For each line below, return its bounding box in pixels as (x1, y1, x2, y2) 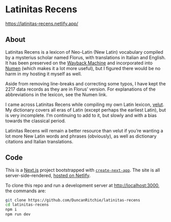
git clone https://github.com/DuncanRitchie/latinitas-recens (5, 197, 140, 203)
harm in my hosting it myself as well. (5, 71, 82, 77)
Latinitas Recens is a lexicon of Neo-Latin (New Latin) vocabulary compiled (5, 49, 163, 55)
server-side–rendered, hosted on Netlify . (5, 172, 91, 179)
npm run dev (5, 212, 31, 217)
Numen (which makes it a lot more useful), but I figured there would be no (5, 65, 161, 71)
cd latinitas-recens (5, 202, 50, 208)
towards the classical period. (5, 118, 66, 124)
